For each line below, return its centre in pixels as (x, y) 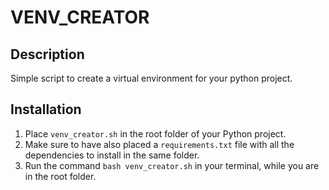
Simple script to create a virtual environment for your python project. (151, 78)
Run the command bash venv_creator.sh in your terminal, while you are (172, 165)
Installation (46, 109)
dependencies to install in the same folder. (112, 155)
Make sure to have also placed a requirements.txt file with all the (159, 144)
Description (47, 54)
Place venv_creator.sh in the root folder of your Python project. (155, 133)
